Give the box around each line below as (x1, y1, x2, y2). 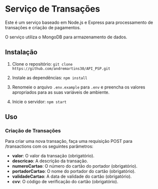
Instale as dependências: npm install (12, 74, 88, 81)
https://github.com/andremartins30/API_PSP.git (12, 66, 110, 71)
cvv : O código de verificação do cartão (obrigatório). (12, 179, 118, 185)
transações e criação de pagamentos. (5, 24, 81, 30)
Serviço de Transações (5, 3, 101, 15)
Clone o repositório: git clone (12, 61, 73, 67)
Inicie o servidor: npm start (12, 99, 67, 104)
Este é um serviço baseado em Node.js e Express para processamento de (5, 19, 153, 25)
